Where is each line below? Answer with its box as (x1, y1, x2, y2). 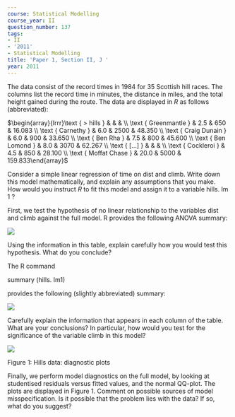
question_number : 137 (7, 23, 71, 30)
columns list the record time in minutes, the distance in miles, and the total (7, 90, 224, 98)
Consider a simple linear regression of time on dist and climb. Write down (7, 170, 221, 178)
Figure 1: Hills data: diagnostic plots (7, 358, 111, 366)
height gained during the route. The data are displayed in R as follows (7, 97, 210, 106)
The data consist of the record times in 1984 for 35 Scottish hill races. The (7, 82, 223, 90)
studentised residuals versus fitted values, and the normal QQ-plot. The (7, 379, 216, 387)
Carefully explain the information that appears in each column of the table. (7, 316, 224, 324)
